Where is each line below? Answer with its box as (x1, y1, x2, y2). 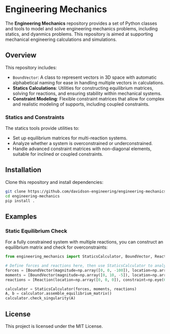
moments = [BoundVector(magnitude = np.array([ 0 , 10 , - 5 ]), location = (5, 272, 153, 277)
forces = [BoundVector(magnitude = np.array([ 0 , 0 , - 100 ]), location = (5, 268, 153, 273)
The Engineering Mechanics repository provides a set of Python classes (5, 20, 157, 26)
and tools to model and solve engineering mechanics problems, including (5, 25, 158, 31)
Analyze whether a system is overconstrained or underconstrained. (12, 140, 153, 147)
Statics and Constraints (5, 114, 65, 121)
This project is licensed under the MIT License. (5, 323, 103, 329)
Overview (5, 51, 37, 60)
